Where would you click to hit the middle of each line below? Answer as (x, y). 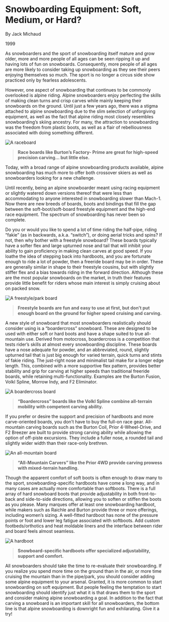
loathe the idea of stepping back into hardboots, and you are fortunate (78, 256)
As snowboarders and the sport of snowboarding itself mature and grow (80, 53)
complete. (16, 219)
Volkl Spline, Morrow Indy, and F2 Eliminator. (52, 381)
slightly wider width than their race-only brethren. (57, 443)
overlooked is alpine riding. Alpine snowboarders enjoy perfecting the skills (83, 95)
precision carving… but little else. (53, 158)
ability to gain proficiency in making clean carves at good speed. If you (79, 251)
